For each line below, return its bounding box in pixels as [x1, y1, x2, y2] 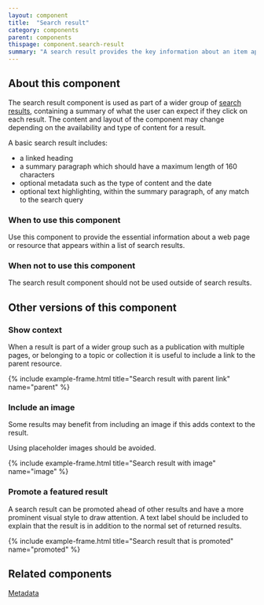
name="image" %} [8, 467, 69, 476]
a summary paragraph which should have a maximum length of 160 [19, 162, 237, 171]
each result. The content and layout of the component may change [8, 115, 225, 124]
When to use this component [8, 214, 121, 225]
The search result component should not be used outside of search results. [8, 278, 252, 287]
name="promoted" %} [8, 545, 81, 554]
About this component [8, 77, 120, 90]
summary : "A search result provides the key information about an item [8, 48, 247, 56]
